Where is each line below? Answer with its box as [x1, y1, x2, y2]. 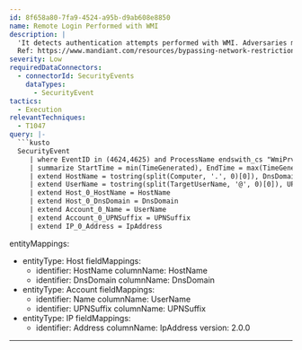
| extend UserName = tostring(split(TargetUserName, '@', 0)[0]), [29, 180, 283, 189]
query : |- [9, 130, 47, 139]
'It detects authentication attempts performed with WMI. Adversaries [17, 38, 288, 48]
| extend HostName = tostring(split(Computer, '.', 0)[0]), [29, 171, 259, 180]
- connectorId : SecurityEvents [17, 72, 135, 81]
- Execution [17, 105, 63, 114]
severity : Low [9, 55, 63, 64]
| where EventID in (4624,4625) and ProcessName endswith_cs [29, 154, 263, 164]
